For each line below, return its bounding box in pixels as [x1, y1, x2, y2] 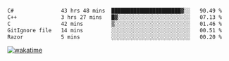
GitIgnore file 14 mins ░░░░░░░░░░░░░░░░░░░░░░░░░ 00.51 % [7, 27, 222, 34]
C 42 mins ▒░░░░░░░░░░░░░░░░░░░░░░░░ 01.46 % [7, 20, 222, 27]
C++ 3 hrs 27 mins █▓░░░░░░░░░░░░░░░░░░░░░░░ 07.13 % [7, 13, 222, 21]
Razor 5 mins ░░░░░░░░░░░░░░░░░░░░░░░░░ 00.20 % [7, 33, 222, 41]
